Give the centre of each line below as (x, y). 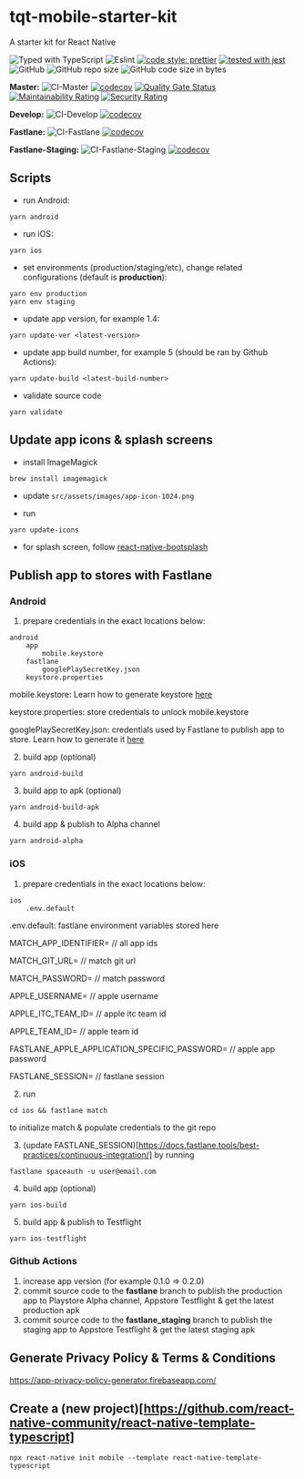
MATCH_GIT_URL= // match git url (73, 960)
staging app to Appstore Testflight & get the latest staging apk (139, 1329)
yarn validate (36, 412)
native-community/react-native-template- (133, 1423)
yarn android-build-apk (55, 808)
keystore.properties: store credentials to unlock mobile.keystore (129, 712)
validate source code (62, 395)
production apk (51, 1310)
